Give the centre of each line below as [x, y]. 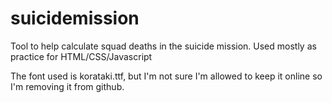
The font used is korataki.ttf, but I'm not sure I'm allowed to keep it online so [166, 76]
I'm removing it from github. [67, 86]
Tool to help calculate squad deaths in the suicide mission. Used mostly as [163, 46]
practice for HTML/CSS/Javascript [81, 56]
